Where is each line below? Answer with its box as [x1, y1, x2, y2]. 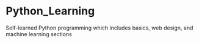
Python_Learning [5, 4, 95, 18]
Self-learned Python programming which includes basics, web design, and [5, 24, 194, 31]
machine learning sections [5, 30, 73, 37]
